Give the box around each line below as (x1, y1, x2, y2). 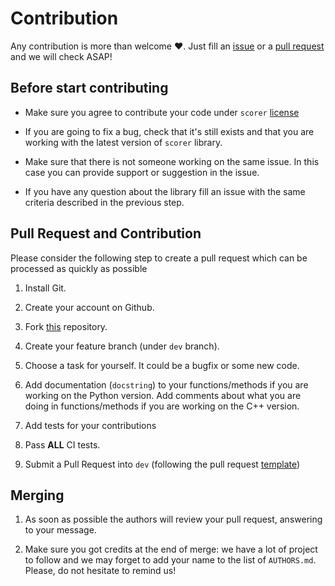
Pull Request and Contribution (10, 225, 202, 242)
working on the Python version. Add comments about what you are (24, 389, 302, 401)
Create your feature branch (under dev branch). (24, 340, 220, 352)
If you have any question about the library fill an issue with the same (24, 185, 306, 197)
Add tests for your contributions (24, 419, 157, 431)
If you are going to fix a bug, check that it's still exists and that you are (24, 125, 315, 137)
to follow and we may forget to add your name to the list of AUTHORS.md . (24, 554, 317, 566)
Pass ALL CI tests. (24, 438, 101, 451)
